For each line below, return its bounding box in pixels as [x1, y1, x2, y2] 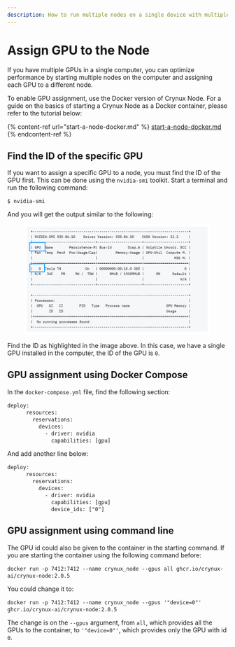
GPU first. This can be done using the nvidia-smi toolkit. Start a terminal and [7, 176, 228, 185]
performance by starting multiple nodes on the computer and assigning [7, 73, 213, 81]
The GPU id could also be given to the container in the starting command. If [7, 543, 225, 552]
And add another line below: [7, 449, 89, 458]
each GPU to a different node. [7, 81, 93, 89]
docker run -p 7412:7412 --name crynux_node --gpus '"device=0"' [7, 599, 201, 606]
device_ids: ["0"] [51, 506, 105, 513]
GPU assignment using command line [7, 525, 174, 537]
